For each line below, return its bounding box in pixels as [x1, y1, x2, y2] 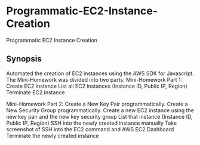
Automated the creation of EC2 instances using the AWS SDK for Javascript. [6, 70, 194, 77]
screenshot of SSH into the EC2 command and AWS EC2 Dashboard [6, 125, 174, 132]
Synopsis [6, 54, 42, 64]
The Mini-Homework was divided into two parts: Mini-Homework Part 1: [6, 76, 183, 83]
